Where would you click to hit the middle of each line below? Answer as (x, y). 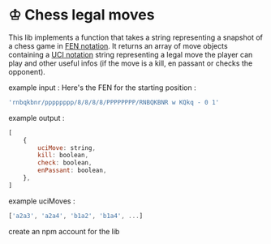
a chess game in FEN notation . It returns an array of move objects (118, 45)
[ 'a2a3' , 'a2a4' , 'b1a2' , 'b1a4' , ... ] (76, 216)
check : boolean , (65, 163)
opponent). (27, 71)
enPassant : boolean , (72, 171)
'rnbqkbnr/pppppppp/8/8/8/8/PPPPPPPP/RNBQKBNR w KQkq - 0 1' (114, 102)
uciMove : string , (67, 148)
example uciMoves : (42, 201)
